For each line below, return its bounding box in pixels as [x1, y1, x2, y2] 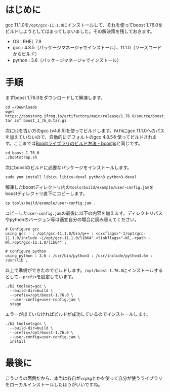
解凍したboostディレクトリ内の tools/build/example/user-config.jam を [5, 184, 154, 190]
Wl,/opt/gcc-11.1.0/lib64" [5, 240, 62, 245]
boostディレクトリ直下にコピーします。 [5, 190, 88, 197]
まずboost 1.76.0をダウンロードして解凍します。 [5, 94, 105, 101]
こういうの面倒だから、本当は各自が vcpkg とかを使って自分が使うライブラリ [5, 375, 163, 381]
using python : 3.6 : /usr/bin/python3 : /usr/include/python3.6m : [5, 253, 153, 258]
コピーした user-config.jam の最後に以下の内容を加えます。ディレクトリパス [5, 210, 163, 216]
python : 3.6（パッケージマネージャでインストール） [12, 57, 121, 63]
